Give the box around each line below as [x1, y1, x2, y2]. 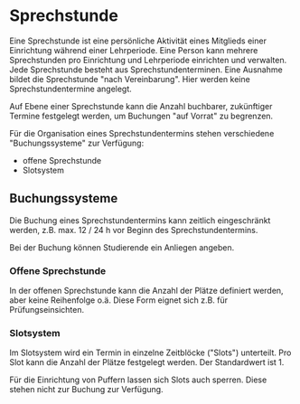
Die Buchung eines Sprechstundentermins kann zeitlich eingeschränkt [9, 214, 271, 226]
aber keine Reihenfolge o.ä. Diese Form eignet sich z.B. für [9, 295, 229, 305]
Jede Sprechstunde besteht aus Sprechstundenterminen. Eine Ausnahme [9, 64, 283, 75]
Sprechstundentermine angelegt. [9, 83, 133, 94]
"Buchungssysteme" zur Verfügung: [9, 137, 145, 148]
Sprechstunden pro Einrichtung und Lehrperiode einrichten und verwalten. [9, 54, 287, 65]
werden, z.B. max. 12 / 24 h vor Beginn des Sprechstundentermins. [9, 224, 258, 235]
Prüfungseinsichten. [9, 305, 84, 315]
